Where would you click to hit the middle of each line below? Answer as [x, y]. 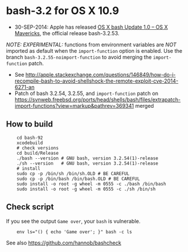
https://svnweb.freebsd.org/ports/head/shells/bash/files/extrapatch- [98, 99]
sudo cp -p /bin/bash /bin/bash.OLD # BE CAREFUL [78, 179]
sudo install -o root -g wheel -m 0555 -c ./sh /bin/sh [86, 189]
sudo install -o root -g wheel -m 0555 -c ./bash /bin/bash [91, 184]
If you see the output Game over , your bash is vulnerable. [73, 221]
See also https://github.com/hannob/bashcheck [64, 243]
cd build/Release [38, 153]
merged [144, 105]
